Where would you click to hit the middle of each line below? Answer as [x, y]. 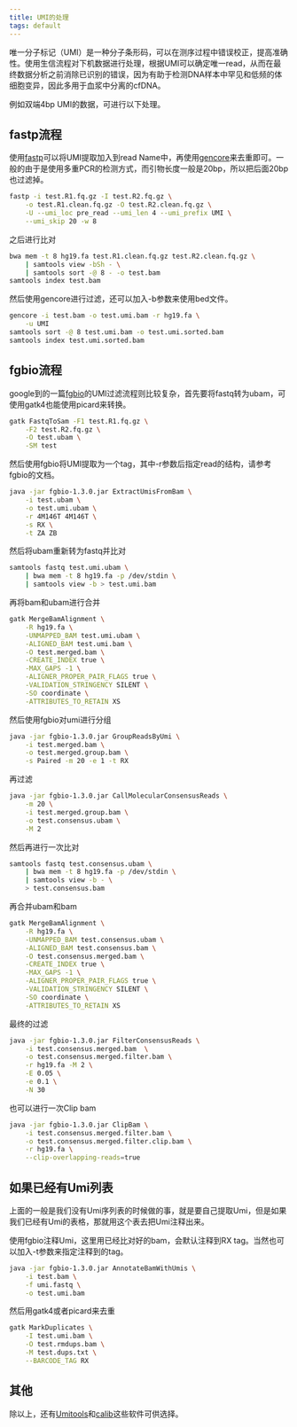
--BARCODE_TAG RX [57, 1361]
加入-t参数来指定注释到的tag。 [72, 1252]
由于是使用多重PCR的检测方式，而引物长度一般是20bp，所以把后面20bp [156, 168]
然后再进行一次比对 [44, 846]
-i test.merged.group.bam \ [77, 812]
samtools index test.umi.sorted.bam [77, 340]
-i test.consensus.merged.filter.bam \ [99, 1133]
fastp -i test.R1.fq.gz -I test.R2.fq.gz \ [91, 197]
